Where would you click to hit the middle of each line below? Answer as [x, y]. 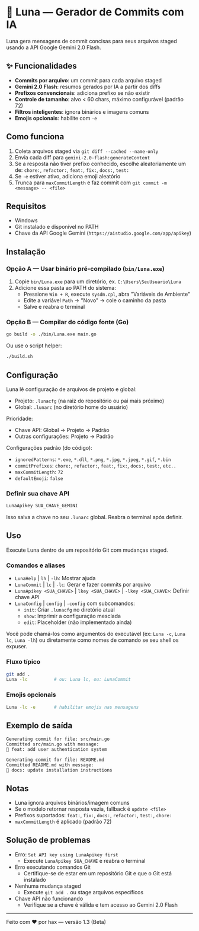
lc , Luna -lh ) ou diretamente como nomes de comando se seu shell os [92, 640]
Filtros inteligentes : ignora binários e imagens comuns [82, 111]
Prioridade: [20, 418]
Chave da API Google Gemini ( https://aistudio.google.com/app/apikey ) [103, 233]
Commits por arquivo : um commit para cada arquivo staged [88, 80]
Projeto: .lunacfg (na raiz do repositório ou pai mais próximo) [89, 401]
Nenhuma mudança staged [48, 886]
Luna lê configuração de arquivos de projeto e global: [71, 389]
